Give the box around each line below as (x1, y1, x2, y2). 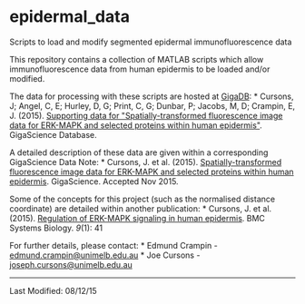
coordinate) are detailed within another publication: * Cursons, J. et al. (9, 202, 272, 214)
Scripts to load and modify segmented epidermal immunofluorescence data (9, 36, 292, 47)
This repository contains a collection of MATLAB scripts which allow (9, 54, 264, 64)
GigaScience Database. (9, 129, 97, 140)
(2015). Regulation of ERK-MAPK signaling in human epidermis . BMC (9, 212, 266, 223)
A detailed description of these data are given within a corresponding (9, 147, 269, 158)
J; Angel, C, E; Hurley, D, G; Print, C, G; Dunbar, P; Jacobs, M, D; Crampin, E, (9, 100, 296, 111)
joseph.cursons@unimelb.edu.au (9, 259, 133, 270)
